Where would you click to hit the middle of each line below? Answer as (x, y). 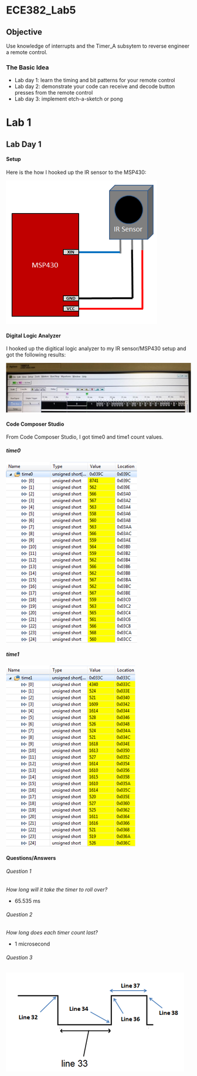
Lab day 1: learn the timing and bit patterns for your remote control (95, 80)
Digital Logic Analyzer (34, 335)
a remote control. (27, 52)
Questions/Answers (31, 858)
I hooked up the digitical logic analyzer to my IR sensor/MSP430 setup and (96, 349)
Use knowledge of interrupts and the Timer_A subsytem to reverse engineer (98, 46)
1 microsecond (32, 944)
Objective (24, 32)
